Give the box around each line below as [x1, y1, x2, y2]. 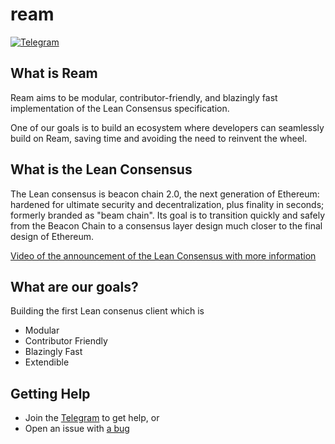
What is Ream [10, 65, 98, 82]
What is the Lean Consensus [10, 161, 193, 178]
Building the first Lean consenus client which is [10, 305, 205, 317]
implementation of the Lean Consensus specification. [10, 102, 230, 114]
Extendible [24, 356, 70, 368]
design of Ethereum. [10, 230, 95, 242]
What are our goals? [10, 278, 139, 295]
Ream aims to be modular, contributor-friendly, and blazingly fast [10, 91, 278, 103]
